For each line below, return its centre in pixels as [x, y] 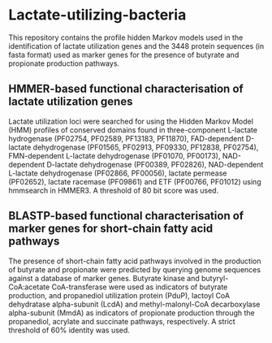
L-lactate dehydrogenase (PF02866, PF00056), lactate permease [118, 173]
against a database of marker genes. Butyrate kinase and [104, 278]
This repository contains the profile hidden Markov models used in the [126, 37]
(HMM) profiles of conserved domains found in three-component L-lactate [133, 130]
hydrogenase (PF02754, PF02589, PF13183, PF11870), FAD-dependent [126, 138]
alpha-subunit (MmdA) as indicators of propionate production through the [132, 313]
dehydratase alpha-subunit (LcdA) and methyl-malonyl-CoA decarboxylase [134, 304]
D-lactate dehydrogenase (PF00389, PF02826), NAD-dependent [155, 164]
